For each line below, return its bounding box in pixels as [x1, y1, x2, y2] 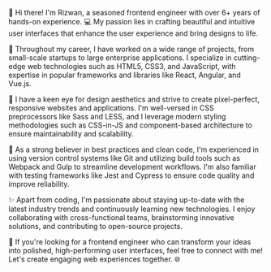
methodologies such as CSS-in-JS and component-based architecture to [8, 120, 253, 130]
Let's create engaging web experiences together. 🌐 [8, 254, 181, 264]
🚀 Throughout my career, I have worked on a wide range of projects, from [8, 45, 255, 54]
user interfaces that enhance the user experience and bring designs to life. [8, 28, 258, 38]
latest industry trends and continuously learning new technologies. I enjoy [8, 204, 256, 214]
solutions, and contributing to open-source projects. [8, 222, 183, 231]
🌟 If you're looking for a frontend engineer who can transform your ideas [8, 237, 252, 247]
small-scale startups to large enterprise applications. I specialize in [8, 53, 232, 63]
